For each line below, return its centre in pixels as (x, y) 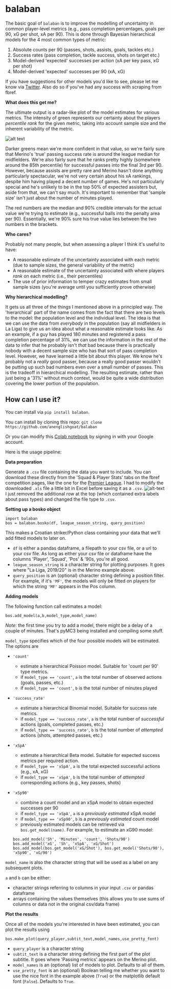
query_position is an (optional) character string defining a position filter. (89, 575)
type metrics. (34, 672)
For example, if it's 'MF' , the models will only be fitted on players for (84, 581)
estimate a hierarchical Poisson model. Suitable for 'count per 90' (89, 666)
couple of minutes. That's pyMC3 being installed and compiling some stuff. (84, 630)
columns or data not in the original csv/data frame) (66, 904)
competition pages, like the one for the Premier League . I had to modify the (84, 483)
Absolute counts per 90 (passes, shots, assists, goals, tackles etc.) (83, 49)
